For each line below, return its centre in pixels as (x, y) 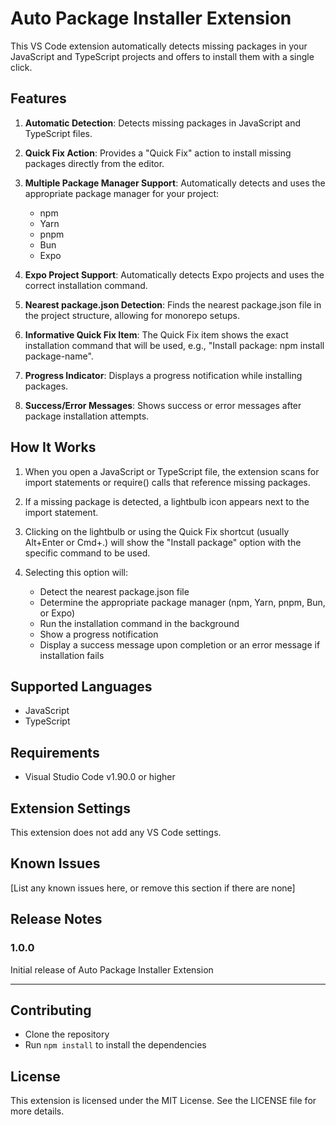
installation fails (72, 655)
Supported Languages (81, 686)
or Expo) (57, 613)
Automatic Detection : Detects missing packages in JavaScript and (163, 123)
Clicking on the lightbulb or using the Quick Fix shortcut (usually (157, 531)
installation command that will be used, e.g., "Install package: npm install (174, 345)
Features (38, 98)
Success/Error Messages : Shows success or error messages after (163, 405)
